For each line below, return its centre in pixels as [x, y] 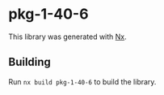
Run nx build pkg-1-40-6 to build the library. [82, 81]
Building [29, 62]
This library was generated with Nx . [67, 37]
